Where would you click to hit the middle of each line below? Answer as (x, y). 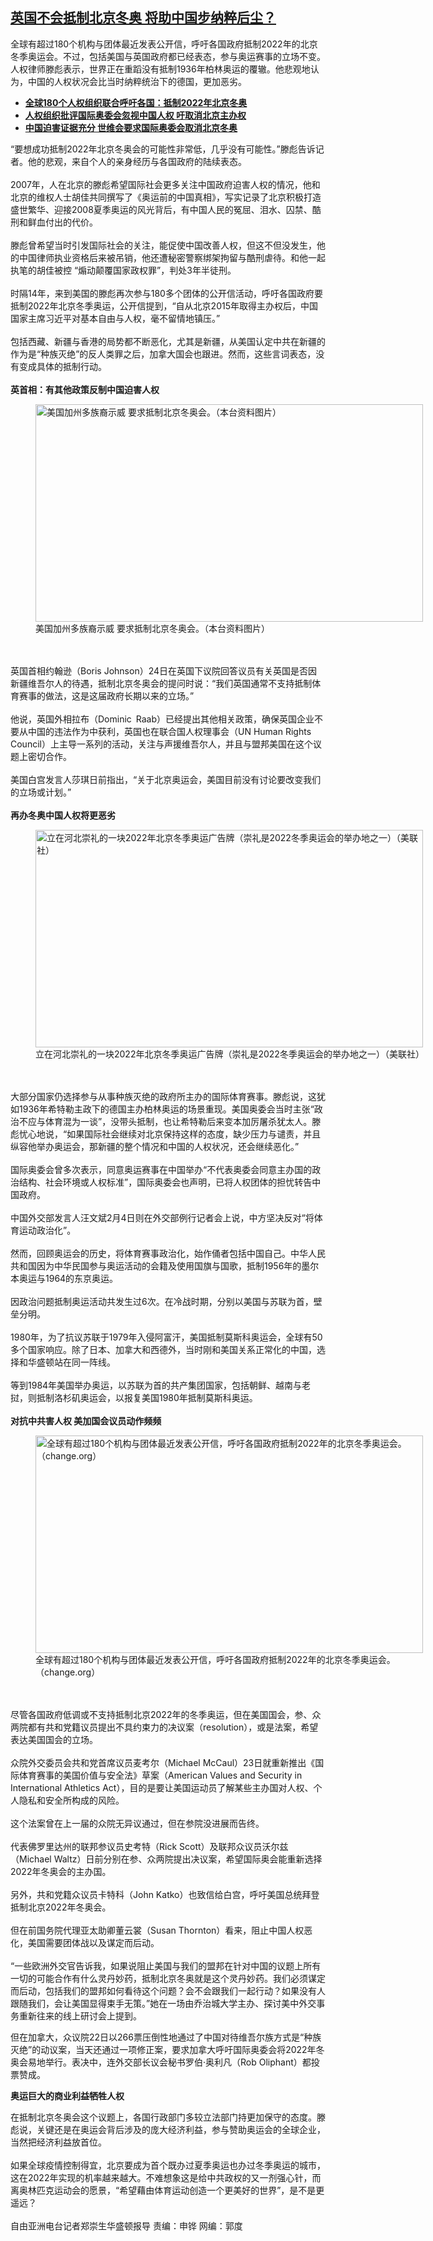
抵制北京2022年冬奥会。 (61, 1907)
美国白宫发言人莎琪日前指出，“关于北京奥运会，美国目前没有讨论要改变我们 (166, 779)
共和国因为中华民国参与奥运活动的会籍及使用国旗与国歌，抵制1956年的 (156, 1265)
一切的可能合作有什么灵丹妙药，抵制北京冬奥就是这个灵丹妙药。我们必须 (159, 1978)
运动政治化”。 (47, 1230)
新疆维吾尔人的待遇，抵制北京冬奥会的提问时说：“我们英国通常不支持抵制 (161, 683)
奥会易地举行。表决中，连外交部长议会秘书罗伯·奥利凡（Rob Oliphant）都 (161, 2062)
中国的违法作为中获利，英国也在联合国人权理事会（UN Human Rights (169, 731)
